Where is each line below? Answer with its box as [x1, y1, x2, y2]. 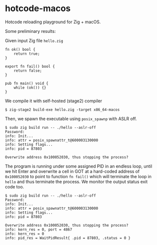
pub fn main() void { [5, 81, 49, 86]
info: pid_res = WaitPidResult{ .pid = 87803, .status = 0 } [5, 235, 131, 240]
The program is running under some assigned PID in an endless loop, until [5, 163, 152, 169]
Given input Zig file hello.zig [5, 37, 64, 44]
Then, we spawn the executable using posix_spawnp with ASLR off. [5, 116, 137, 122]
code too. [5, 184, 24, 189]
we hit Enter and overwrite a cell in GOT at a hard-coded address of [5, 168, 140, 174]
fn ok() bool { [5, 47, 36, 52]
